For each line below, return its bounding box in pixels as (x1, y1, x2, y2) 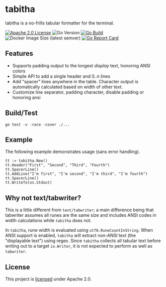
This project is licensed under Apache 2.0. (5, 276, 92, 282)
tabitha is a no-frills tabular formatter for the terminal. (5, 20, 114, 26)
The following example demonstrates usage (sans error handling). (5, 148, 140, 155)
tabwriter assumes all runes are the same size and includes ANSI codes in (5, 212, 157, 218)
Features (5, 49, 33, 58)
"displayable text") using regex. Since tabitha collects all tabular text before (5, 238, 161, 244)
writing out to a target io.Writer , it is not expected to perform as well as (5, 243, 153, 249)
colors (12, 68, 26, 74)
